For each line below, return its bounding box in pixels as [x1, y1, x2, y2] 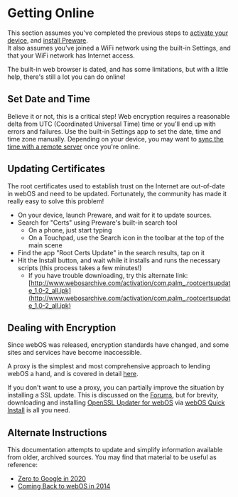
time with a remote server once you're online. [7, 142, 141, 151]
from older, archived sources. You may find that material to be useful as [7, 453, 217, 461]
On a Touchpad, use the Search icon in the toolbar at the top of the [28, 233, 225, 242]
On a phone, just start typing [28, 225, 112, 234]
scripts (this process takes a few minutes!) [17, 263, 142, 272]
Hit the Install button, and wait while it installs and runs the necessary [17, 256, 221, 264]
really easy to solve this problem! [7, 197, 104, 205]
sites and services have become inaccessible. [7, 348, 142, 357]
